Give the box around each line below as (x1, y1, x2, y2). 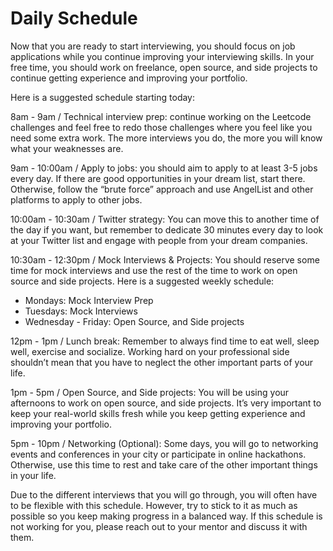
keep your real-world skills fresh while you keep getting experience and (10, 407, 306, 419)
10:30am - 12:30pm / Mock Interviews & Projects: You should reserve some (10, 253, 320, 266)
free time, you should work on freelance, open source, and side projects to (10, 61, 318, 73)
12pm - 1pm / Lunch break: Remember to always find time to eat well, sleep (10, 335, 320, 347)
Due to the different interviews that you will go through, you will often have (10, 488, 318, 501)
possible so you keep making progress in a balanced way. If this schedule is (10, 510, 323, 522)
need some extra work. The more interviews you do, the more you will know (10, 132, 323, 144)
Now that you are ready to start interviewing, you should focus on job (10, 40, 296, 52)
